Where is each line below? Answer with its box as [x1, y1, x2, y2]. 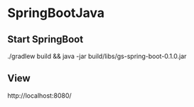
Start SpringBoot [7, 33, 84, 45]
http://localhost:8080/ [7, 91, 72, 100]
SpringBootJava [7, 5, 105, 21]
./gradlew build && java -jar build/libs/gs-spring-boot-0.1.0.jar [7, 52, 187, 60]
